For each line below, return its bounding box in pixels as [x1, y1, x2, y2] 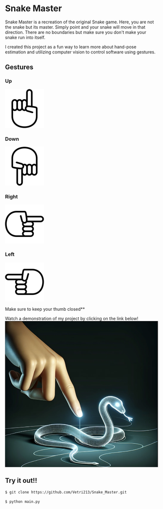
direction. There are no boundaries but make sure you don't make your [5, 29, 147, 35]
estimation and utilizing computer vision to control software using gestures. [5, 49, 156, 55]
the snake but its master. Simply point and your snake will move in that [5, 24, 146, 30]
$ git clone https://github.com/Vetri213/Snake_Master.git [5, 490, 127, 495]
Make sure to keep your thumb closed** [5, 306, 85, 312]
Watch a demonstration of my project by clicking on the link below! [5, 315, 138, 321]
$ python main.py [5, 499, 40, 504]
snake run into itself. [5, 34, 46, 40]
